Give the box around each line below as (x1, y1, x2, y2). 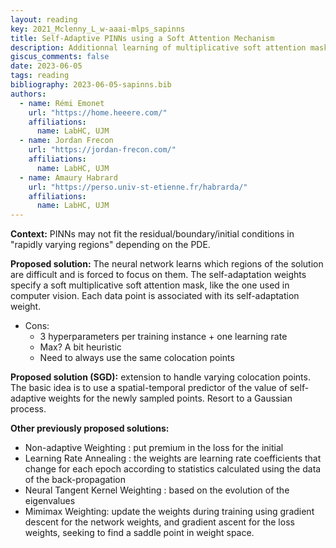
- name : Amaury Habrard (19, 172, 118, 183)
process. (10, 403, 47, 415)
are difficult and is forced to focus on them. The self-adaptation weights (10, 269, 307, 281)
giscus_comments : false (10, 52, 110, 62)
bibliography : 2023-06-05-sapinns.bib (10, 80, 172, 90)
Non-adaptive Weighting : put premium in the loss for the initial (24, 442, 284, 454)
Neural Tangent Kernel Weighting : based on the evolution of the (24, 484, 290, 496)
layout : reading (10, 14, 78, 25)
